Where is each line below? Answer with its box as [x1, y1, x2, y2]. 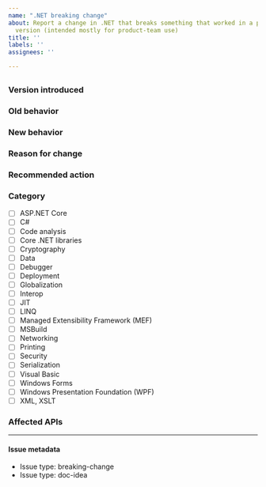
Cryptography [19, 244, 66, 254]
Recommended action [8, 169, 95, 180]
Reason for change [8, 148, 83, 159]
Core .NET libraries [19, 235, 82, 245]
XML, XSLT [19, 396, 56, 406]
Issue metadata [8, 444, 61, 454]
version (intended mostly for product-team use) [15, 26, 179, 34]
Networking [19, 334, 59, 343]
